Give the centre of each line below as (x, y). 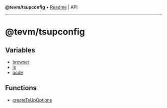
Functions (21, 88)
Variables (20, 50)
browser (21, 62)
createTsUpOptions (32, 100)
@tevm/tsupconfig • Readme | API (42, 7)
